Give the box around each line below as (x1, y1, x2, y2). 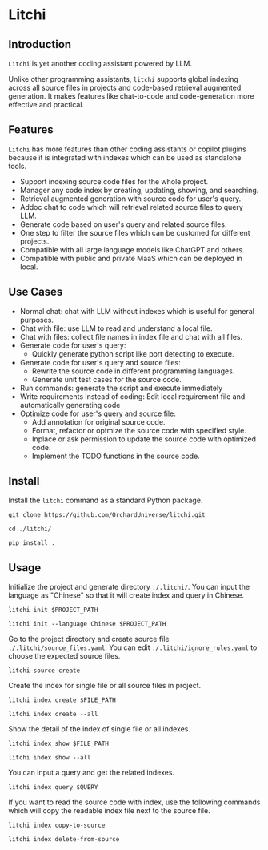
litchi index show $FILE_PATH (8, 739, 110, 748)
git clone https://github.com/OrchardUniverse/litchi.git (8, 511, 206, 519)
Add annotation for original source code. (31, 417, 166, 426)
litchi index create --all (8, 711, 98, 719)
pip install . (8, 539, 56, 547)
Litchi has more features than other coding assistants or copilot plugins (8, 144, 246, 154)
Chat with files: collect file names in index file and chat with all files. (19, 332, 243, 341)
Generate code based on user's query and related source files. (19, 219, 227, 229)
